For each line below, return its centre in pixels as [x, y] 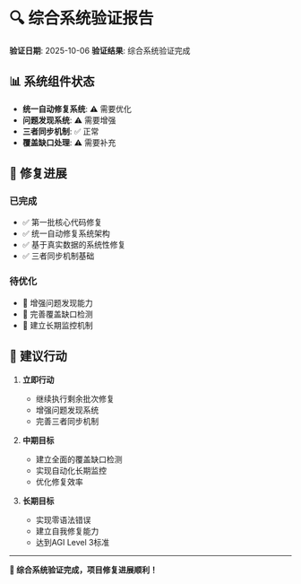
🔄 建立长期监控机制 [57, 325]
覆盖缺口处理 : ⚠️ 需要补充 [69, 142]
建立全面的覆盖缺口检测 [79, 459]
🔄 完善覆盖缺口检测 [57, 314]
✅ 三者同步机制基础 [58, 256]
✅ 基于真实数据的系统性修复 [74, 245]
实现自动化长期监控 [71, 470]
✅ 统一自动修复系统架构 [66, 233]
